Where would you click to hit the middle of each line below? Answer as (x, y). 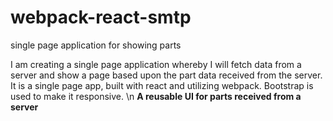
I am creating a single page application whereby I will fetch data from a (156, 64)
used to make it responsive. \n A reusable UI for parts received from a (156, 96)
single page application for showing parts (96, 45)
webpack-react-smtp (101, 17)
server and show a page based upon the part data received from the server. (166, 75)
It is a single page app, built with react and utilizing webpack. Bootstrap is (162, 85)
